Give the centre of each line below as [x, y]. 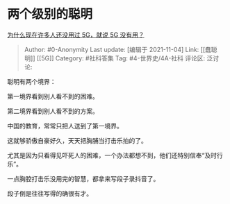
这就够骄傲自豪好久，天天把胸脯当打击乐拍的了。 [77, 140]
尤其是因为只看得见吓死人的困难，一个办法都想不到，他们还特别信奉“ [106, 155]
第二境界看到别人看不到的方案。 [53, 111]
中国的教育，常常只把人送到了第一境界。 [65, 126]
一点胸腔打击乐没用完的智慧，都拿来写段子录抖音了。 [83, 178]
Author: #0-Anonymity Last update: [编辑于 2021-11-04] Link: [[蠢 [118, 49]
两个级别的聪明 [50, 14]
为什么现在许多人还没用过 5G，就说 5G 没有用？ [76, 35]
